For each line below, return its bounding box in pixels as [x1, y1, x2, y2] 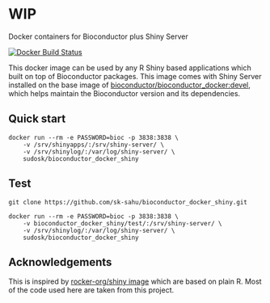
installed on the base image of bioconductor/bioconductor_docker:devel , [8, 80, 251, 90]
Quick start [8, 112, 66, 126]
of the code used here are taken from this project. [8, 285, 175, 295]
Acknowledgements [8, 255, 112, 269]
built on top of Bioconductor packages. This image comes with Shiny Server [8, 71, 262, 81]
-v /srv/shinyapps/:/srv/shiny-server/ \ [23, 141, 164, 149]
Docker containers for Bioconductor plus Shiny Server [8, 32, 188, 41]
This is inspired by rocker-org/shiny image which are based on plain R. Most [8, 276, 262, 287]
